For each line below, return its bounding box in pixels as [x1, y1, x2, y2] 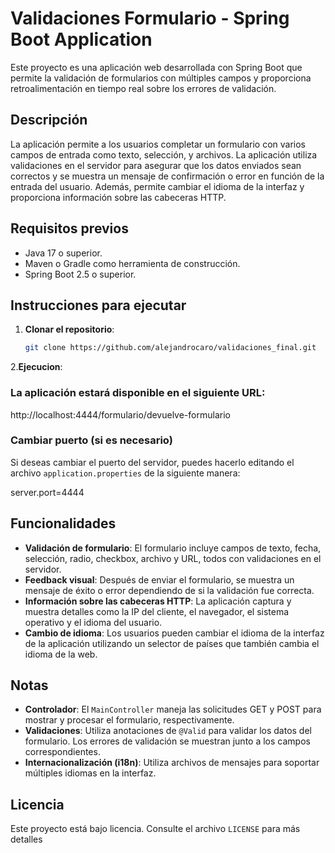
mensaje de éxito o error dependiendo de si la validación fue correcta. [24, 584, 315, 596]
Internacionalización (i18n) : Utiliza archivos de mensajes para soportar [24, 757, 320, 769]
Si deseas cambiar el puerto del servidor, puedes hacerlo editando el [10, 456, 295, 468]
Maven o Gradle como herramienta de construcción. [24, 257, 241, 269]
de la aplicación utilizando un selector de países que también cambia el [24, 637, 320, 649]
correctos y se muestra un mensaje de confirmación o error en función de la [10, 170, 325, 182]
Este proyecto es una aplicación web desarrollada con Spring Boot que [10, 61, 303, 73]
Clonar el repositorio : [24, 323, 115, 336]
